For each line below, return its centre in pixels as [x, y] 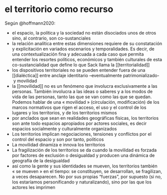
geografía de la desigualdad [41, 160]
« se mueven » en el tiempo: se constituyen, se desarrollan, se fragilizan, [87, 171]
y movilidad [25, 81]
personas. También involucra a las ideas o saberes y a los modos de [82, 91]
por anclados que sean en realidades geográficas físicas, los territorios [85, 118]
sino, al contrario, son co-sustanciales [51, 38]
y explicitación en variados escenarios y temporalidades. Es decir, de [83, 49]
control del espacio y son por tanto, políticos [58, 139]
